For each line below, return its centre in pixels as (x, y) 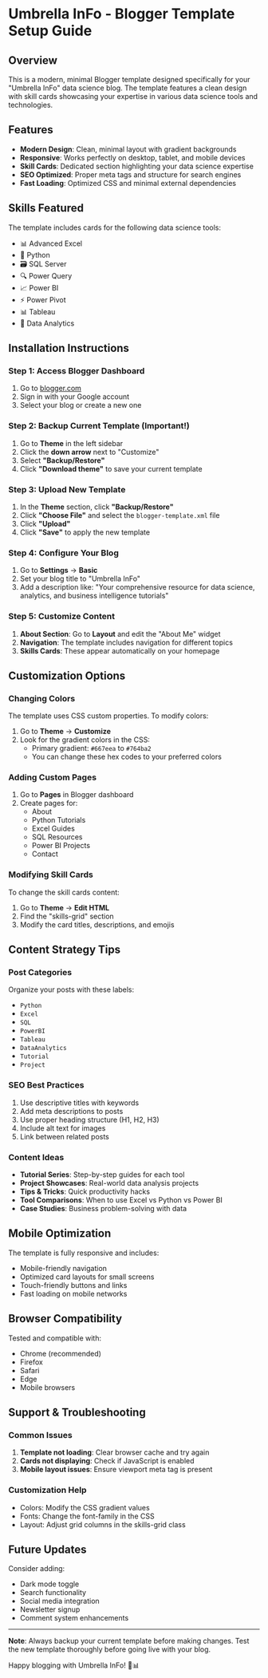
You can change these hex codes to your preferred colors (126, 757)
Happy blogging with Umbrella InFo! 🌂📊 (74, 1665)
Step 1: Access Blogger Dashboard (77, 370)
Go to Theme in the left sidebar (71, 443)
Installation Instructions (69, 348)
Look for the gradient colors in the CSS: (85, 740)
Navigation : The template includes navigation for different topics (126, 642)
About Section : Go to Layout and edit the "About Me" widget (120, 634)
